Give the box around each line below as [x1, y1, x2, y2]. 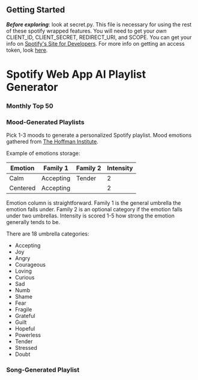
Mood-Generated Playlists [6, 117, 85, 126]
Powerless [14, 331, 41, 339]
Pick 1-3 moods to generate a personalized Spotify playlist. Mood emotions [6, 132, 192, 139]
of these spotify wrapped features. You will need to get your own [6, 27, 167, 34]
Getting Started [6, 5, 65, 15]
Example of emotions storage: [6, 150, 80, 157]
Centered [9, 184, 36, 192]
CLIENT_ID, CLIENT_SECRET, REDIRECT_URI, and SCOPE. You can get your [6, 33, 192, 41]
